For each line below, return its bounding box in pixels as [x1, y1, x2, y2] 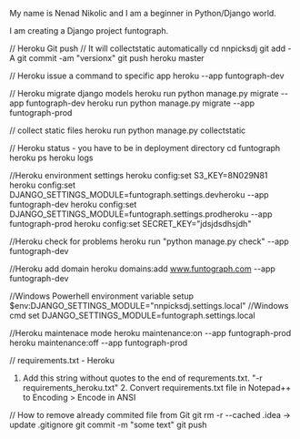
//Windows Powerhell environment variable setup [9, 291, 194, 301]
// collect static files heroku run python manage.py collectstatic [9, 125, 246, 136]
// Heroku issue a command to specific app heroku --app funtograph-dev [9, 70, 285, 81]
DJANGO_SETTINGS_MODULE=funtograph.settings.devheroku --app [9, 189, 270, 199]
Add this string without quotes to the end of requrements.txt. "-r [22, 373, 264, 383]
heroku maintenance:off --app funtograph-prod [9, 337, 188, 348]
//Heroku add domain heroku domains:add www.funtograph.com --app [9, 263, 275, 274]
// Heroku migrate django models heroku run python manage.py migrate [9, 88, 279, 98]
